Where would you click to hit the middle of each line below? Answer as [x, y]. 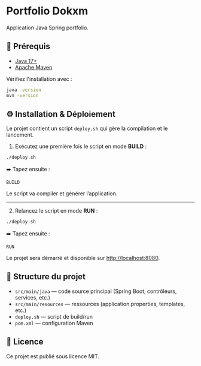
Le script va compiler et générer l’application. [62, 193]
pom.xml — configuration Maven [54, 323]
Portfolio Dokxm [47, 11]
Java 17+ [26, 61]
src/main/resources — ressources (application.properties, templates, [100, 304]
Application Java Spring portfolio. [47, 28]
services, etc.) [33, 297]
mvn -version [22, 95]
